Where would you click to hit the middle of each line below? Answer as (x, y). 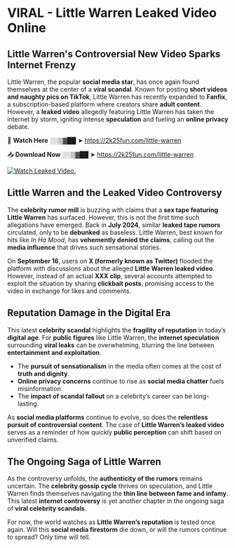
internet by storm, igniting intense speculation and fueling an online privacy (118, 119)
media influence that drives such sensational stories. (84, 247)
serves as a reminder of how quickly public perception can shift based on (115, 432)
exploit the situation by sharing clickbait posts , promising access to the (111, 283)
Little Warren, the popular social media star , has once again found (103, 82)
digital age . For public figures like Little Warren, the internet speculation (113, 337)
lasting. (28, 404)
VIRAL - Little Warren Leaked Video (112, 13)
